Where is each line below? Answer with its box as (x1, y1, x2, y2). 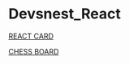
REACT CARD (8, 31, 54, 41)
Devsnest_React (8, 5, 122, 23)
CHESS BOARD (8, 46, 59, 56)
